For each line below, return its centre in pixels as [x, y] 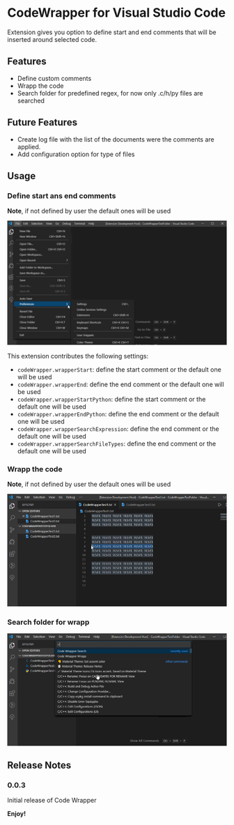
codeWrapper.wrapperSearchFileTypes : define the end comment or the [117, 444]
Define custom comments [54, 78]
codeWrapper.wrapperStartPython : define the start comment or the [111, 399]
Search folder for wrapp [48, 622]
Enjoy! [17, 814]
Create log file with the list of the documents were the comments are [116, 139]
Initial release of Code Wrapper [52, 801]
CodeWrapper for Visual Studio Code [117, 13]
